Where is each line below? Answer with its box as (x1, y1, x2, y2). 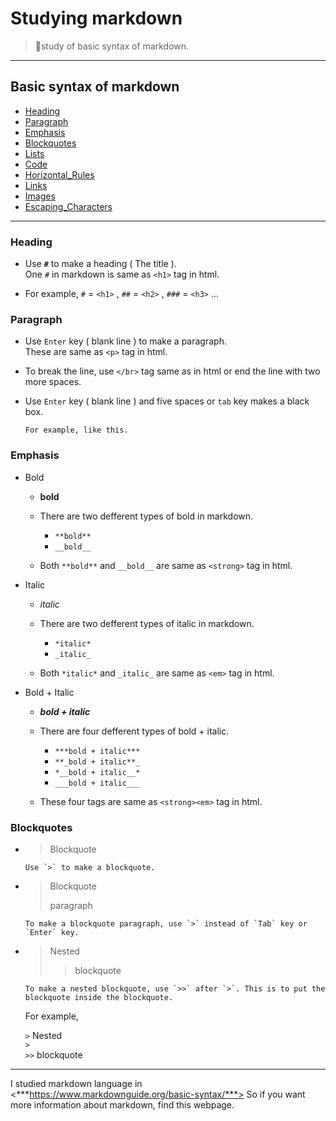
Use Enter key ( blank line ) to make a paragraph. (24, 335, 227, 347)
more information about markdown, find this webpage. (10, 1098, 235, 1111)
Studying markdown (10, 7, 183, 30)
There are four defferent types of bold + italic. (39, 725, 230, 737)
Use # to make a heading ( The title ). (24, 258, 177, 270)
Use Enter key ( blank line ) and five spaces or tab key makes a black (24, 395, 310, 407)
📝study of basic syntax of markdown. (34, 40, 190, 52)
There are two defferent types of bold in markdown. (39, 510, 254, 522)
